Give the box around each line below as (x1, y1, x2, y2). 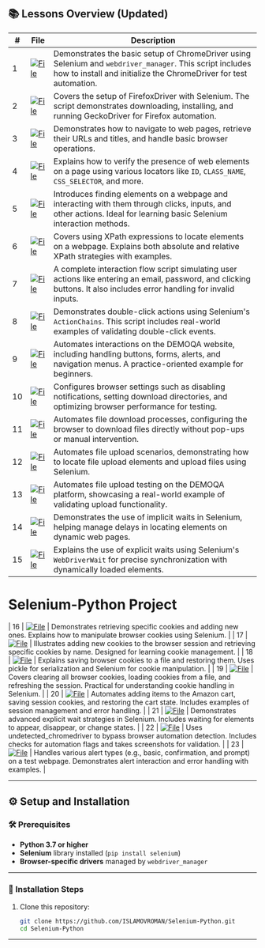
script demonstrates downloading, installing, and (53, 100, 234, 111)
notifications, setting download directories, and (53, 391, 228, 402)
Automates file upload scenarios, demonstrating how (53, 446, 249, 457)
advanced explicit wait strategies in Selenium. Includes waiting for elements (8, 714, 255, 723)
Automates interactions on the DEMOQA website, (53, 338, 235, 349)
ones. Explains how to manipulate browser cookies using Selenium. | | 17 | (8, 630, 248, 640)
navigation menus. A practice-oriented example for (53, 358, 244, 369)
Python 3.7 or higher (19, 840, 89, 849)
